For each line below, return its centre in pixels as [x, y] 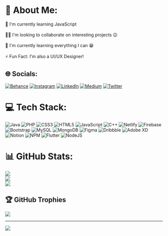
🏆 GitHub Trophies [36, 200]
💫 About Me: [31, 10]
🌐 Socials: [21, 74]
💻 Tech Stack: [36, 107]
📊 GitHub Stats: [39, 156]
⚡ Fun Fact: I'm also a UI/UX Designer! [44, 56]
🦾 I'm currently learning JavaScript [41, 24]
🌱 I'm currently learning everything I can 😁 [49, 45]
